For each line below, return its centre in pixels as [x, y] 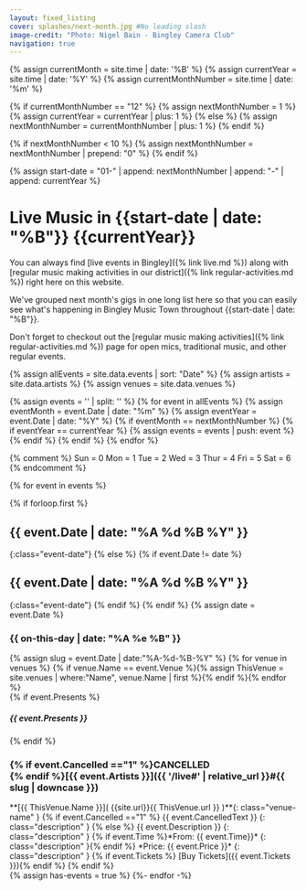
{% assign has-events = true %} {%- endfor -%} [100, 875]
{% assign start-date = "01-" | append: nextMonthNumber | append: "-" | [147, 171]
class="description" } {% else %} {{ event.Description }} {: [120, 827]
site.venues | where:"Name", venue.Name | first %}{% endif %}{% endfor [148, 678]
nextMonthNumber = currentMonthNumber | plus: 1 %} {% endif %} [137, 126]
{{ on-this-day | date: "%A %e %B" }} [95, 638]
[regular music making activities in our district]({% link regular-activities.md [152, 273]
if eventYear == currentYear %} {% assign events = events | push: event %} [152, 431]
